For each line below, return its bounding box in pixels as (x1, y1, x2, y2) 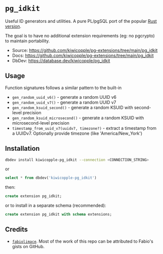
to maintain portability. (5, 38, 50, 44)
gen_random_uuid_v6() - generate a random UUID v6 (12, 94, 117, 100)
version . (5, 23, 21, 29)
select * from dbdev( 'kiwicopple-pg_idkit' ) (5, 176, 97, 181)
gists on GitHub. (12, 243, 45, 249)
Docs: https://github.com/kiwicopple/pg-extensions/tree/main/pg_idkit (12, 53, 154, 58)
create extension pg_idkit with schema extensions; (5, 212, 112, 217)
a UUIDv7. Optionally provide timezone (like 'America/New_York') (12, 130, 143, 136)
